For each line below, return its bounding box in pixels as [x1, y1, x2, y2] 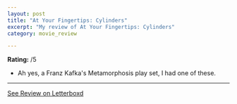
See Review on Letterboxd [7, 89, 84, 98]
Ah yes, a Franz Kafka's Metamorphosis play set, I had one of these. [17, 69, 217, 77]
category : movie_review [7, 30, 78, 37]
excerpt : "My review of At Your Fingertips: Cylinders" [7, 23, 175, 30]
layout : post [7, 10, 46, 18]
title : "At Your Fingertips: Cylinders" [7, 17, 128, 24]
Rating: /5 [7, 56, 37, 64]
